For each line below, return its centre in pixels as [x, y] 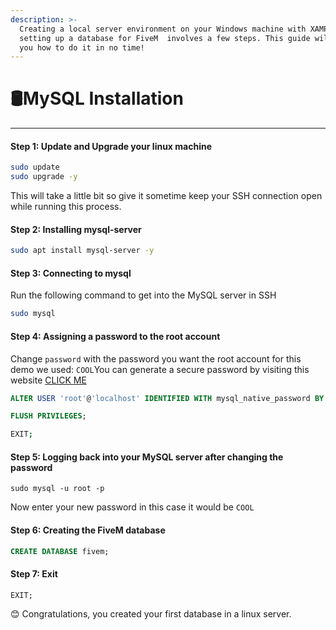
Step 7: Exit [34, 574]
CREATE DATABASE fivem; [60, 551]
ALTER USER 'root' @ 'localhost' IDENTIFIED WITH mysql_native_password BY [167, 398]
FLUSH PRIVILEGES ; [48, 416]
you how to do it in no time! [82, 47]
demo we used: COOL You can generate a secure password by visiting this [160, 369]
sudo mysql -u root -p [57, 489]
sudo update [35, 167]
